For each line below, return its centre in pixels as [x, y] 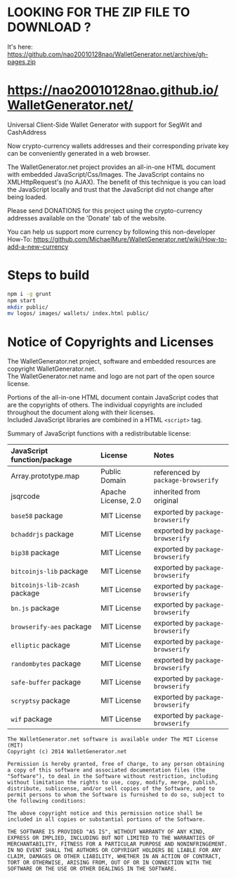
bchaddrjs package [42, 534]
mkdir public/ [28, 307]
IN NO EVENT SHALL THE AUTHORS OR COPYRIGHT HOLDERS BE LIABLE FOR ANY [114, 851]
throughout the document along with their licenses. [81, 412]
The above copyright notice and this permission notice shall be [105, 814]
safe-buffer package [46, 682]
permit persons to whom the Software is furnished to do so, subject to [116, 795]
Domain [113, 481]
